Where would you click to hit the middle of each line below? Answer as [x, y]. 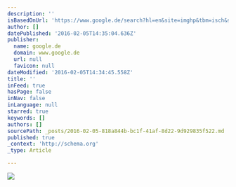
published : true [31, 137]
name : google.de [37, 46]
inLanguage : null [33, 105]
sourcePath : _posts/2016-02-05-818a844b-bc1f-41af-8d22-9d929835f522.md [116, 131]
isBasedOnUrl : [28, 20]
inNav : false [26, 99]
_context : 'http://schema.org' [53, 144]
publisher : [23, 40]
